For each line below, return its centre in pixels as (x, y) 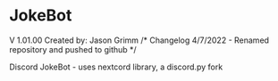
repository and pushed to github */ (73, 49)
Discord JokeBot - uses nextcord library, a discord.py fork (116, 67)
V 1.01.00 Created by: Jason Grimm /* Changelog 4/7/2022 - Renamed (139, 40)
